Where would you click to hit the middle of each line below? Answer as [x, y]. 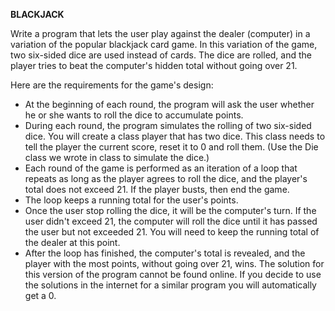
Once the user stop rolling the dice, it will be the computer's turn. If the [170, 210]
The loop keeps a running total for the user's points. [131, 200]
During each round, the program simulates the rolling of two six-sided [168, 125]
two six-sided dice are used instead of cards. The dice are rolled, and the [161, 55]
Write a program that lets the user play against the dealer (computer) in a [160, 33]
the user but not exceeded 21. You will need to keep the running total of [172, 232]
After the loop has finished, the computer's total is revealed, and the [165, 253]
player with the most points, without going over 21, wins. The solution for [174, 263]
